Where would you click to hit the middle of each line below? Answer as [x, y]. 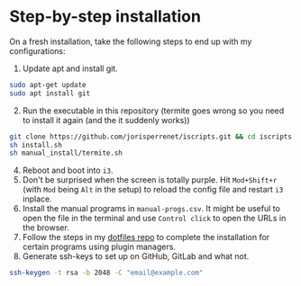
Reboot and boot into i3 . [68, 170]
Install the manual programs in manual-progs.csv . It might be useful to [151, 209]
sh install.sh [36, 145]
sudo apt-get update [48, 85]
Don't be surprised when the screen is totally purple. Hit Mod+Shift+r [150, 180]
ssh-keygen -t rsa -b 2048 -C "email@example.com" [106, 273]
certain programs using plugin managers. [99, 247]
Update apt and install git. [70, 68]
